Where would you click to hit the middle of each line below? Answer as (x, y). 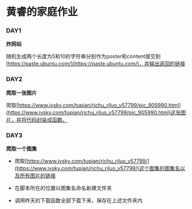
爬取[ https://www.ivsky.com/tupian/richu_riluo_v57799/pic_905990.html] (93, 105)
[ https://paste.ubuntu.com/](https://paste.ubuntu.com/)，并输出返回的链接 (96, 64)
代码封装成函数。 (47, 120)
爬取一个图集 (21, 149)
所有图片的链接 (38, 176)
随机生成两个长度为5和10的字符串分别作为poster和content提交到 (83, 57)
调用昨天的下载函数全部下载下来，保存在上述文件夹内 (78, 201)
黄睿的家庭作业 (42, 12)
